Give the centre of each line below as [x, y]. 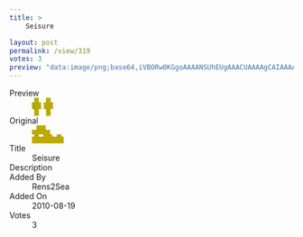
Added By [28, 177]
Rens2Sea [51, 187]
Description [31, 167]
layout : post [34, 42]
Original [24, 121]
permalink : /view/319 [50, 50]
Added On [28, 196]
